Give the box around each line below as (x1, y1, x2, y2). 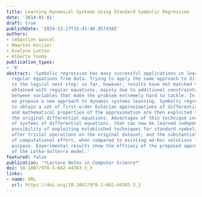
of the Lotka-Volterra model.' (11, 148, 90, 154)
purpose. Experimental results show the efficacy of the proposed (11, 142, 182, 149)
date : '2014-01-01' (6, 14, 55, 20)
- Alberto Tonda (6, 53, 47, 59)
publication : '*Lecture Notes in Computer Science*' (6, 160, 141, 166)
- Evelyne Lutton (6, 48, 50, 54)
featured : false (6, 154, 47, 160)
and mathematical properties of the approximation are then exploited (11, 109, 192, 115)
